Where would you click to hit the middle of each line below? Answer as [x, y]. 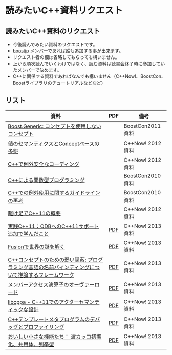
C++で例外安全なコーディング [44, 164]
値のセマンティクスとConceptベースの [54, 143]
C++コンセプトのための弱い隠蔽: [47, 260]
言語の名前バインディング [59, 267]
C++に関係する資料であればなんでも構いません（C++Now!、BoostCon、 [89, 76]
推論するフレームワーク [46, 275]
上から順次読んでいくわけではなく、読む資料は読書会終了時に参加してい [89, 64]
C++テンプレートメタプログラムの [49, 319]
